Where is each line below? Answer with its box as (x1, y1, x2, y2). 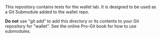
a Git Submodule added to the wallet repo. (5, 9, 90, 15)
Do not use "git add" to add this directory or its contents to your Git (5, 19, 139, 24)
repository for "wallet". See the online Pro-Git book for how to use (5, 23, 137, 29)
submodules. (5, 28, 31, 34)
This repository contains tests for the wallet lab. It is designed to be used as (5, 4, 157, 9)
